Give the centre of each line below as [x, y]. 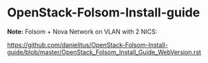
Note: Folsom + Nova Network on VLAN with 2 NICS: [82, 32]
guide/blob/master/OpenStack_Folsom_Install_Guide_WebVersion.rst [104, 52]
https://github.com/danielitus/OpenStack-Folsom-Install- [88, 45]
